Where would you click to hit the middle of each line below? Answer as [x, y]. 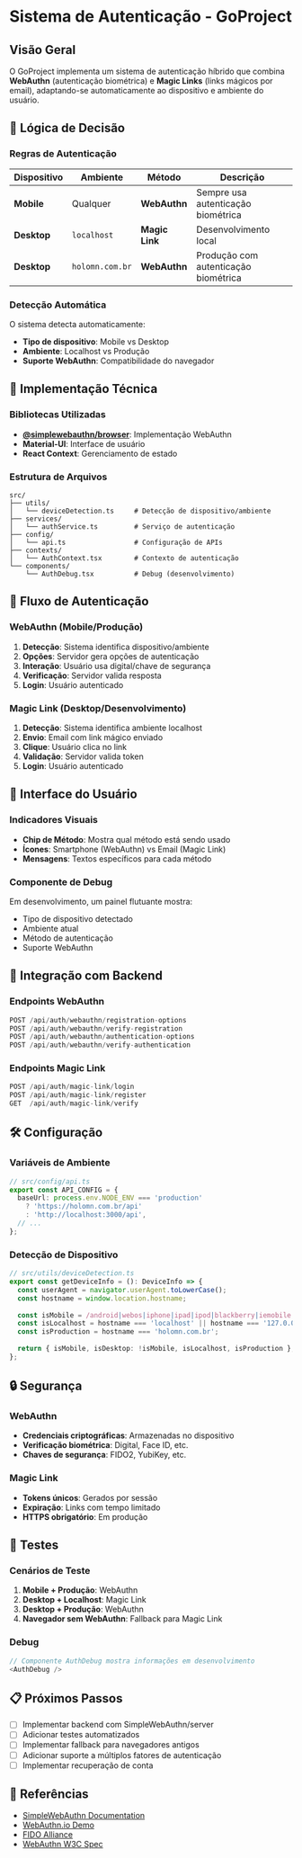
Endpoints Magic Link [58, 1068]
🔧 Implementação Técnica [84, 389]
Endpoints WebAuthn [57, 1002]
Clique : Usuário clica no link [75, 746]
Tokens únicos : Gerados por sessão [90, 1497]
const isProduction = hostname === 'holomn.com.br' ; [118, 1332]
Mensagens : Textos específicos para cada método [117, 858]
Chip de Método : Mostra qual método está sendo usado [126, 839]
